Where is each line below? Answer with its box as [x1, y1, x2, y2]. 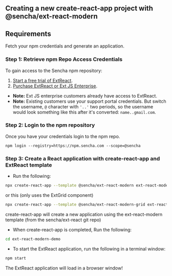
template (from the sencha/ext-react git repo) [5, 217, 101, 223]
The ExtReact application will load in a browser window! [5, 265, 123, 271]
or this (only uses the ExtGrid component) [5, 192, 94, 198]
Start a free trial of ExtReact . [12, 77, 73, 83]
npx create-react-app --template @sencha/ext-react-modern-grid [5, 202, 145, 207]
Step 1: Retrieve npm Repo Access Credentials [5, 56, 123, 63]
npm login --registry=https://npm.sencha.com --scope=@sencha [5, 143, 141, 148]
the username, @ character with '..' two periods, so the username [12, 103, 154, 109]
